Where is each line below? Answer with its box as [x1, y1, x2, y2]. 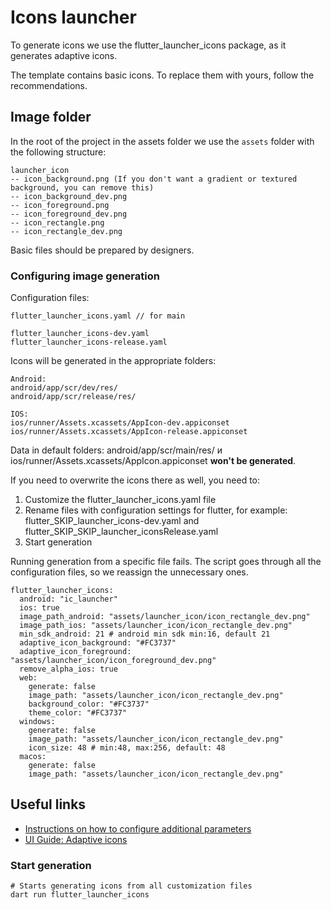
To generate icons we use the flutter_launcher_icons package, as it [10, 39, 287, 51]
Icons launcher [10, 6, 137, 29]
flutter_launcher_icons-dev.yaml [10, 329, 150, 339]
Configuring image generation [10, 269, 160, 283]
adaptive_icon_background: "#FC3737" [19, 638, 177, 648]
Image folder [10, 109, 92, 126]
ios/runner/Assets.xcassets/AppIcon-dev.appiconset [10, 418, 230, 428]
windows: [19, 717, 56, 727]
